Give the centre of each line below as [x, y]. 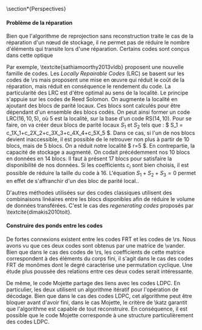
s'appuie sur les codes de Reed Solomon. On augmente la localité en [92, 99]
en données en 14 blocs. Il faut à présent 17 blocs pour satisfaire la [89, 159]
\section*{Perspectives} [36, 9]
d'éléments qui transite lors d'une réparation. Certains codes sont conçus [98, 49]
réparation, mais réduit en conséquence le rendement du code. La [89, 87]
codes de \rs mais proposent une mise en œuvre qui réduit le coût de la [96, 80]
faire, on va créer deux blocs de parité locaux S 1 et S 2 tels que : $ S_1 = [95, 125]
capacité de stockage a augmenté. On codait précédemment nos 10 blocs [98, 152]
